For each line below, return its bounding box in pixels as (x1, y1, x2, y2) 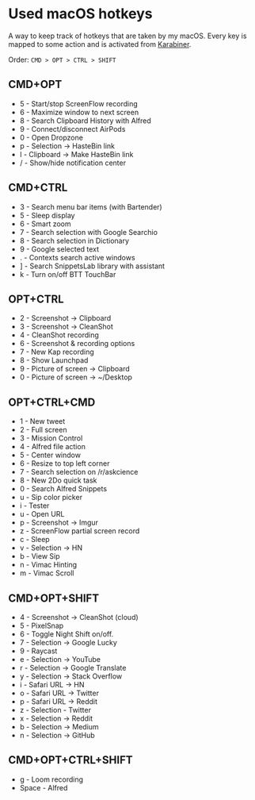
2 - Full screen (19, 425, 67, 435)
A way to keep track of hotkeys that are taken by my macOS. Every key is (8, 31, 247, 40)
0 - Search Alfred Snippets (19, 484, 108, 494)
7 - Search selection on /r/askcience (19, 467, 139, 477)
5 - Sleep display (19, 210, 75, 220)
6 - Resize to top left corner (19, 459, 110, 468)
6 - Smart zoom (19, 219, 71, 229)
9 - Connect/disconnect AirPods (19, 124, 126, 133)
